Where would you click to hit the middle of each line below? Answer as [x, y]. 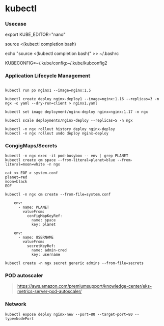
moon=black [16, 182]
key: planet [43, 225]
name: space [43, 220]
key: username [46, 255]
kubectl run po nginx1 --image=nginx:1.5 [48, 90]
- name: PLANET [34, 207]
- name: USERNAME [36, 238]
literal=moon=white [25, 164]
